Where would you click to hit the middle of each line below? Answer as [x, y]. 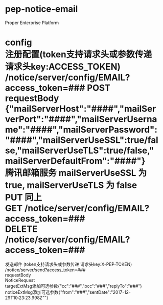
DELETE [21, 229]
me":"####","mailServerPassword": [81, 130]
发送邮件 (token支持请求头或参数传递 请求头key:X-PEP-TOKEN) [69, 264]
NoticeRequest [20, 280]
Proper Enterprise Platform [32, 23]
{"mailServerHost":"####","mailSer [81, 109]
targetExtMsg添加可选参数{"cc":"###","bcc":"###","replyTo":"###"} [73, 286]
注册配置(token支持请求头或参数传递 [79, 55]
